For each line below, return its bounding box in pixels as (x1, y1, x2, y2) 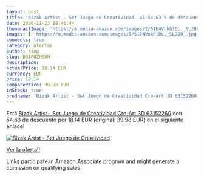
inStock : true (6, 88, 42, 94)
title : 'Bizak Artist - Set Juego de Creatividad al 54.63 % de (6, 14, 175, 21)
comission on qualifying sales (6, 164, 81, 171)
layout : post (6, 8, 39, 15)
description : (6, 59, 39, 65)
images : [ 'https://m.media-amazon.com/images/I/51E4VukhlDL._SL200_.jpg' (6, 31, 200, 37)
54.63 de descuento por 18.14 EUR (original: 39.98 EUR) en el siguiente (6, 116, 184, 123)
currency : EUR (6, 71, 42, 77)
